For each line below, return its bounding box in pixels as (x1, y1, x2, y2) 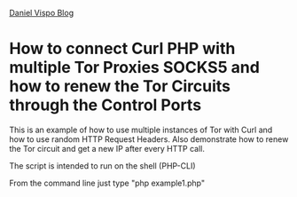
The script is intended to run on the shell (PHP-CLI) (9, 160, 197, 171)
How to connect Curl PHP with (9, 39, 236, 59)
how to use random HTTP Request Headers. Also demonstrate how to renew (9, 133, 289, 145)
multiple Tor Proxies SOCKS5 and (9, 58, 260, 78)
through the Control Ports (9, 95, 202, 115)
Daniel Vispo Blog (9, 8, 74, 18)
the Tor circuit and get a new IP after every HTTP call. (9, 143, 206, 154)
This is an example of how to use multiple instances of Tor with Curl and (9, 124, 273, 135)
